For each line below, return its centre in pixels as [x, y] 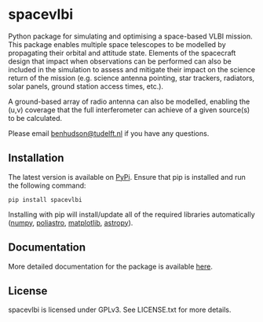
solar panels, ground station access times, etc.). [86, 86]
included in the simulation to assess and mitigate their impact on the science [132, 69]
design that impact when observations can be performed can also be [120, 61]
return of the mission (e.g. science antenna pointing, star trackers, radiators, [131, 78]
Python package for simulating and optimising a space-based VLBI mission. [130, 36]
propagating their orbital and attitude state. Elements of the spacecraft [122, 53]
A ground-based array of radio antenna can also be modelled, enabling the [129, 101]
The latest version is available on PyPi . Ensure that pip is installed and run [127, 177]
